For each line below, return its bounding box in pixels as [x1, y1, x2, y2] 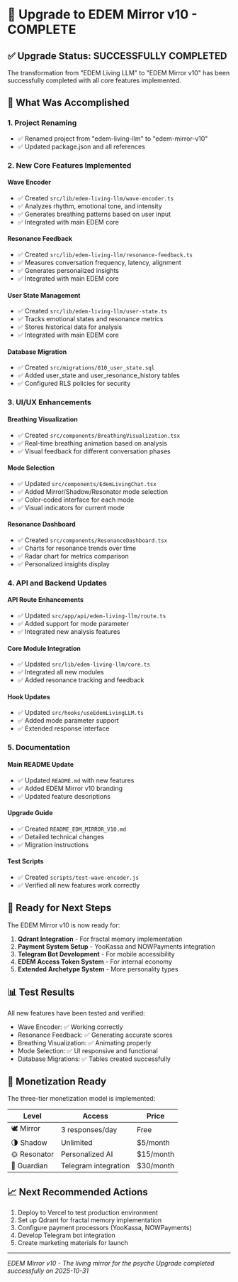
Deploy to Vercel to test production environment [17, 1208, 158, 1217]
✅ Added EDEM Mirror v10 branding [17, 784, 123, 792]
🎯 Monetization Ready [7, 1076, 107, 1088]
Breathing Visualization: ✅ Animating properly [17, 1038, 152, 1047]
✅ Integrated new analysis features [17, 627, 120, 636]
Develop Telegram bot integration [17, 1231, 115, 1239]
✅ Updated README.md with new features [17, 776, 135, 785]
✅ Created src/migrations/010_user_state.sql [17, 363, 155, 372]
